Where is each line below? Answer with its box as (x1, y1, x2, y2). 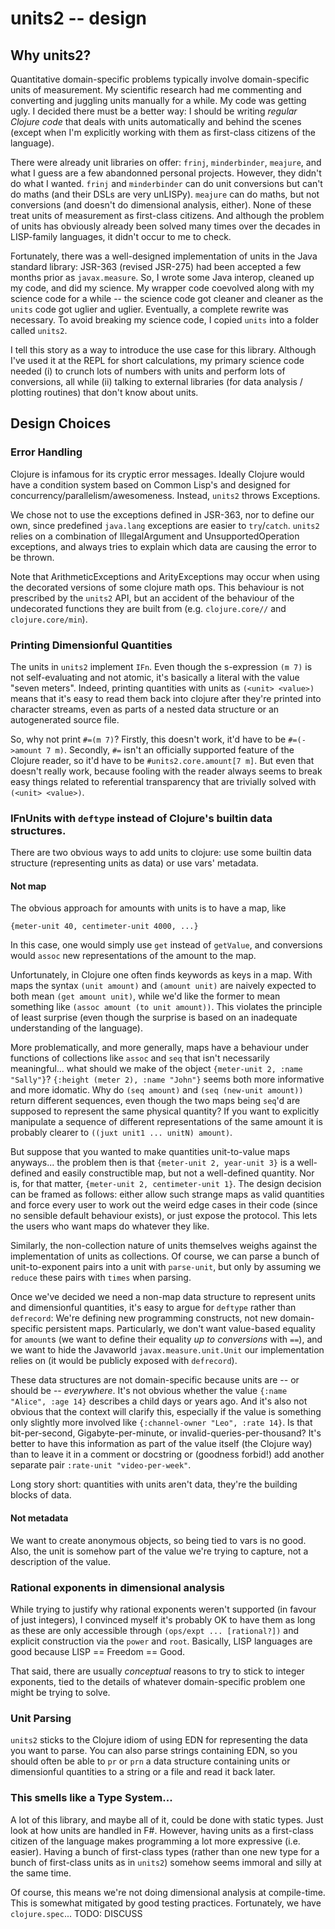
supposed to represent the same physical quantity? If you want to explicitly (10, 1105, 320, 1117)
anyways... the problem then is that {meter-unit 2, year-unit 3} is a (10, 1157, 295, 1169)
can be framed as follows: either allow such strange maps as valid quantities (10, 1188, 325, 1201)
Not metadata (10, 1512, 69, 1524)
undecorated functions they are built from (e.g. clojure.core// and (10, 602, 287, 614)
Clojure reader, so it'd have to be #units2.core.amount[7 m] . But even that (10, 754, 315, 766)
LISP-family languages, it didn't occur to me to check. (10, 231, 232, 242)
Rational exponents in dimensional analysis (10, 1580, 225, 1594)
